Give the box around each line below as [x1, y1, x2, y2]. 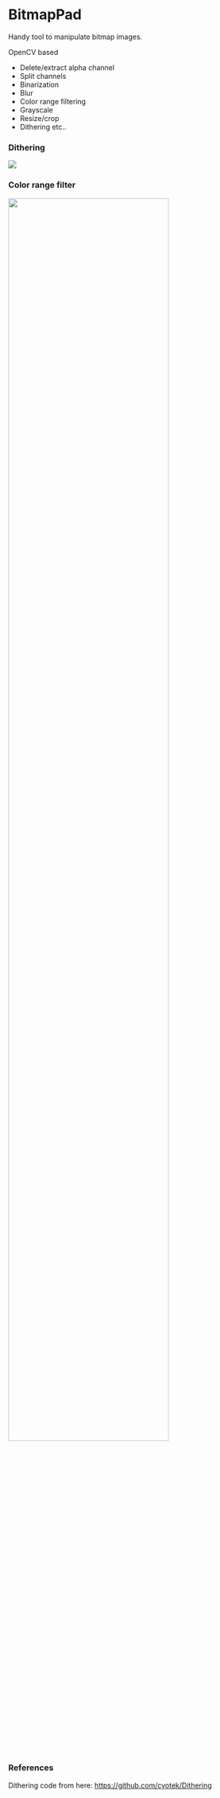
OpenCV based [8, 47, 59, 57]
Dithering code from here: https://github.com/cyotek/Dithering [8, 1780, 212, 1790]
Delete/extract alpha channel [19, 62, 115, 72]
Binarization [19, 80, 60, 89]
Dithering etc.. [19, 122, 67, 131]
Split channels [19, 71, 67, 80]
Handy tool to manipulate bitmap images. [8, 32, 143, 41]
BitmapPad [8, 6, 82, 24]
